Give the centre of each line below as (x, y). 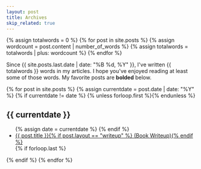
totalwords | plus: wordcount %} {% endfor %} (64, 53)
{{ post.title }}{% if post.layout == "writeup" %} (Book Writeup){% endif (104, 136)
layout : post (23, 12)
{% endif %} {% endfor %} (40, 160)
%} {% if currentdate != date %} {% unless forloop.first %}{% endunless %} (101, 96)
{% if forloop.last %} (40, 148)
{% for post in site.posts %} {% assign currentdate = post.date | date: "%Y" (100, 89)
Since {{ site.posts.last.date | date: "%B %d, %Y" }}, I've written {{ (89, 65)
